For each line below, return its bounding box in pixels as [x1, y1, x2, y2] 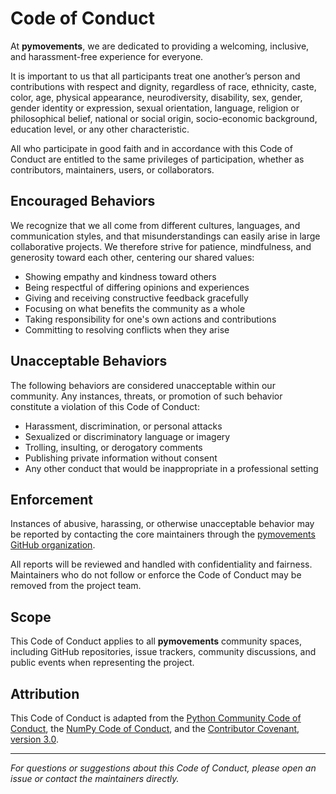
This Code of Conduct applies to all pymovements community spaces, [10, 635, 303, 647]
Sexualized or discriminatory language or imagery [24, 430, 231, 442]
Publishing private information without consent [24, 452, 218, 464]
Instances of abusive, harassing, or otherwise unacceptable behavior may [10, 518, 315, 530]
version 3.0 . [10, 733, 59, 745]
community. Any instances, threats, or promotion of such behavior [10, 390, 283, 402]
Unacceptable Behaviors [10, 353, 168, 370]
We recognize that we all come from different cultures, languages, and [10, 219, 301, 231]
